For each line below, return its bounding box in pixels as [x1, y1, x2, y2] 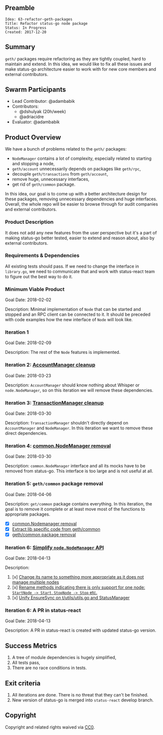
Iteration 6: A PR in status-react [5, 607, 81, 614]
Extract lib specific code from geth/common [12, 526, 100, 532]
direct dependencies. [5, 430, 48, 436]
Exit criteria [5, 679, 41, 687]
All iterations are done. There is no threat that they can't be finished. [12, 692, 149, 698]
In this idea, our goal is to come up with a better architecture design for [5, 191, 147, 197]
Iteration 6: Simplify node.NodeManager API [5, 544, 104, 551]
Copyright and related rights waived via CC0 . [5, 724, 95, 730]
